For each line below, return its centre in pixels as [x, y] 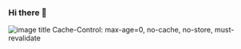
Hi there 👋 [28, 13]
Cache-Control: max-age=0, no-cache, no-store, [132, 30]
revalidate [25, 38]
